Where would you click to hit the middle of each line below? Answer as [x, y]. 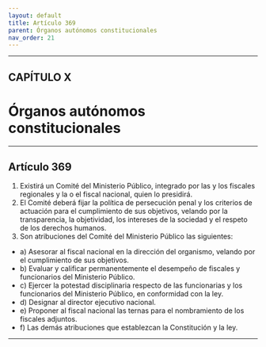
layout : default [35, 15]
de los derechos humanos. [63, 228]
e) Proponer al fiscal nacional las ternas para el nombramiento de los [132, 311]
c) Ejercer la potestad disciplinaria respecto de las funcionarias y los [131, 285]
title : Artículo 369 [42, 23]
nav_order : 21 [32, 38]
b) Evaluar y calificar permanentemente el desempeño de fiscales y [130, 269]
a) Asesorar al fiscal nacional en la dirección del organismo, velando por [137, 252]
